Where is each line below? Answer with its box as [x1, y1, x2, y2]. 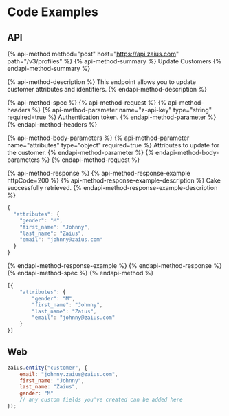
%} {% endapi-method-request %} [41, 156, 140, 164]
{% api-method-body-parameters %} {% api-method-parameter [7, 134, 190, 142]
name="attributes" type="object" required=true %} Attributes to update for [7, 141, 220, 149]
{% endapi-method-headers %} [7, 121, 98, 128]
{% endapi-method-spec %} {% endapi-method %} [7, 269, 154, 277]
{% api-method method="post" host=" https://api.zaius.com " [7, 50, 179, 58]
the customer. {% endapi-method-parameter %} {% [7, 149, 155, 156]
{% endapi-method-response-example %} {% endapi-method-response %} [7, 262, 222, 269]
